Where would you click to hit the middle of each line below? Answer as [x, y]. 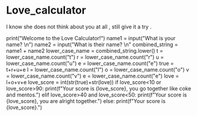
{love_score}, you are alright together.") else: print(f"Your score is [86, 101]
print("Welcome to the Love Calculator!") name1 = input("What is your [91, 38]
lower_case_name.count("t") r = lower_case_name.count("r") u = [85, 57]
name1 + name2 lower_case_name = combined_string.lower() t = [85, 50]
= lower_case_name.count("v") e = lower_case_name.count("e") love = [93, 76]
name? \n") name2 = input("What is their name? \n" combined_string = [92, 44]
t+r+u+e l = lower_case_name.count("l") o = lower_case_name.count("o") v [98, 69]
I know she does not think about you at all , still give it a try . [79, 27]
